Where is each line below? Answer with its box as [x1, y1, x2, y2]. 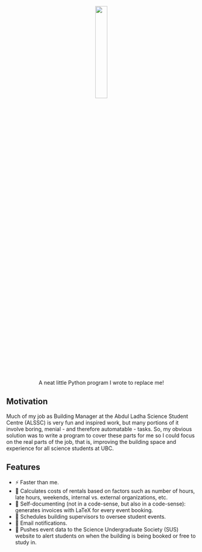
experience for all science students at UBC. [6, 444, 115, 452]
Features [6, 462, 40, 472]
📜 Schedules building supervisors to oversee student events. [14, 513, 166, 520]
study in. [14, 538, 37, 546]
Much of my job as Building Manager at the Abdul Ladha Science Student [6, 412, 189, 420]
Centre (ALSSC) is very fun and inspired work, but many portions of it [6, 419, 179, 426]
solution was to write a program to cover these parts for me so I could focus [6, 432, 195, 439]
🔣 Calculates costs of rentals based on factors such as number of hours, [14, 487, 195, 495]
